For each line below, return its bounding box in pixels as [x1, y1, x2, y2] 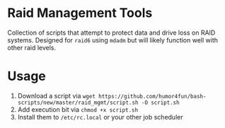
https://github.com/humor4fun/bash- [98, 93, 207, 100]
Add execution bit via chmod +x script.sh [17, 105, 139, 114]
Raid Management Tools [7, 5, 153, 21]
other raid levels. [7, 43, 57, 52]
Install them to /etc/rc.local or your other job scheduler [17, 112, 183, 121]
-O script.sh [141, 99, 180, 106]
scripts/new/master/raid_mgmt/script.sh [17, 99, 139, 106]
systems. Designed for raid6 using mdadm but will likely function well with [7, 35, 218, 44]
